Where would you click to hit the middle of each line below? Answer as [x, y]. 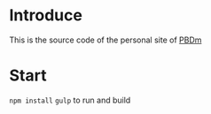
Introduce [46, 15]
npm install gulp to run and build [70, 100]
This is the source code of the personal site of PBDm [105, 40]
